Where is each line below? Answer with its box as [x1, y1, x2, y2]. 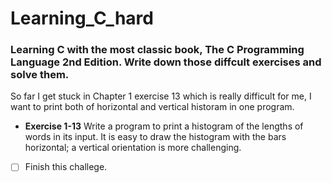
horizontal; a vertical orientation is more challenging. [24, 142, 242, 154]
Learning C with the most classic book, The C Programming [10, 43, 305, 57]
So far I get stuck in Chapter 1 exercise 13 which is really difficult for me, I [10, 90, 312, 102]
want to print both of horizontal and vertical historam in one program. [10, 101, 295, 113]
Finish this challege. [24, 161, 108, 173]
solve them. [10, 68, 70, 82]
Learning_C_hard [10, 7, 154, 30]
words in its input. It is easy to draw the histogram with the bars [24, 131, 287, 143]
